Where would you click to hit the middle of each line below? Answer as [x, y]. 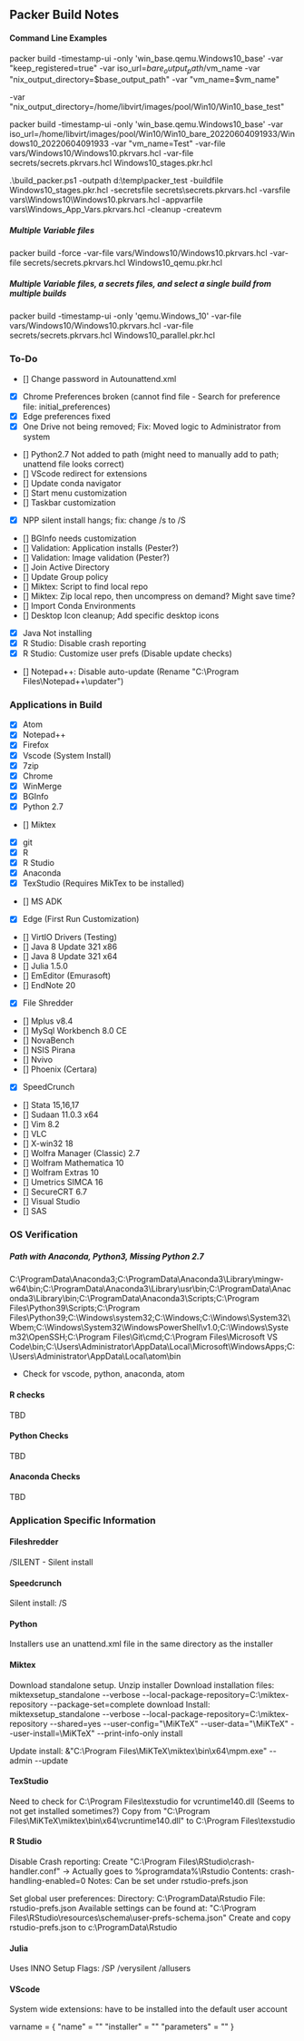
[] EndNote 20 [49, 986]
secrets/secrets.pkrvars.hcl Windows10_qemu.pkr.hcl [123, 263]
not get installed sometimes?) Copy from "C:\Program [110, 1810]
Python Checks [39, 1436]
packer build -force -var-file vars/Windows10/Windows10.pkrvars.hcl [138, 253]
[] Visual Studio [51, 1202]
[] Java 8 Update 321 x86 [70, 947]
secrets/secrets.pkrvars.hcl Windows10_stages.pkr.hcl [111, 163]
